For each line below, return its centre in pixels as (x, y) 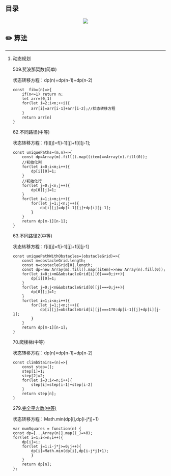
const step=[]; (38, 367)
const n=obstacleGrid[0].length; (58, 265)
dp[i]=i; (31, 442)
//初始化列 (32, 162)
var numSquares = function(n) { (47, 429)
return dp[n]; (37, 464)
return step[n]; (39, 394)
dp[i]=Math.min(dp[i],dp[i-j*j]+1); (70, 451)
